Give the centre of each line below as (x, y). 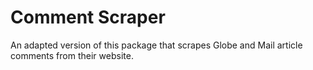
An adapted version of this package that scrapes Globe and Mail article (156, 45)
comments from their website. (72, 55)
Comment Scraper (88, 17)
